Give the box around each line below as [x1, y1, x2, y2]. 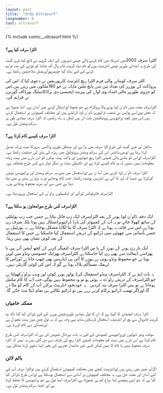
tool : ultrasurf [5, 20, 38, 26]
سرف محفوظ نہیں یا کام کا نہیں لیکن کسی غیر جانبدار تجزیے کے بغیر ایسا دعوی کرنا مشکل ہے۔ [5, 342, 150, 348]
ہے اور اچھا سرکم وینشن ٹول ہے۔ [5, 382, 55, 388]
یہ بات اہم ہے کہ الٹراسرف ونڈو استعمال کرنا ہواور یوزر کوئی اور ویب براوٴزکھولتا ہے [5, 271, 154, 277]
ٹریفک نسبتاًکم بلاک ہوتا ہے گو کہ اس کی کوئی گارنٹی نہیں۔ [5, 261, 109, 267]
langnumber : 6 [5, 16, 34, 21]
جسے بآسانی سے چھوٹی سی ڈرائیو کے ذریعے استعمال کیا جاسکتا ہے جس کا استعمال [5, 230, 156, 236]
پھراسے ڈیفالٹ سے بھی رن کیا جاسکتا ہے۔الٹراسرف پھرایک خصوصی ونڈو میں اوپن [5, 251, 153, 256]
